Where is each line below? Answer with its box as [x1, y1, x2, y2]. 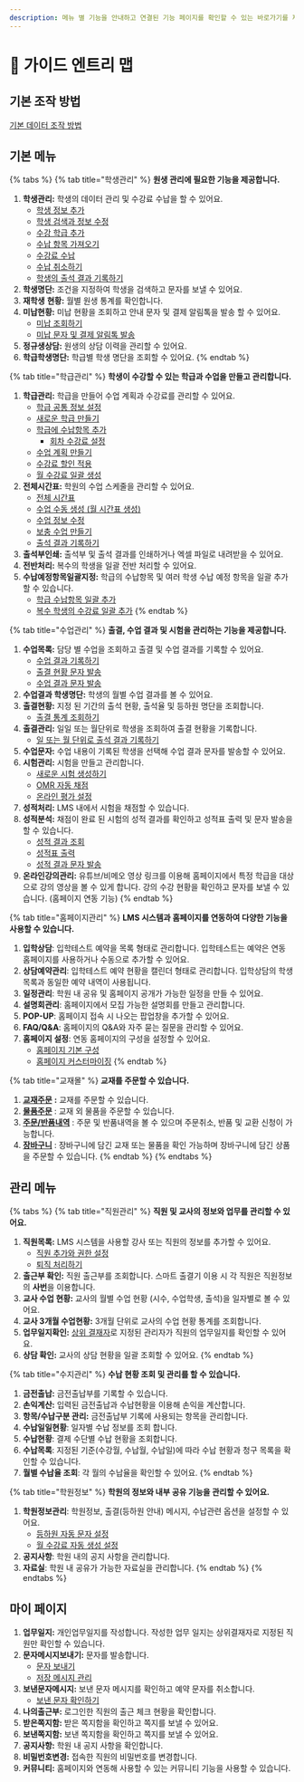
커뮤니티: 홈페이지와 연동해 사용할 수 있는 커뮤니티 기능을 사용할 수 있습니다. [22, 1763, 291, 1774]
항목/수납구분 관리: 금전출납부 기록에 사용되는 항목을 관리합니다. [22, 1411, 249, 1422]
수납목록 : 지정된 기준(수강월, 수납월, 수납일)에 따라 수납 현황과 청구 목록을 [22, 1445, 282, 1456]
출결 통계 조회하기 [35, 712, 100, 723]
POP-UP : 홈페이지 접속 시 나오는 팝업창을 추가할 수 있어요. [22, 1011, 230, 1021]
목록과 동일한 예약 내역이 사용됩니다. [22, 977, 151, 988]
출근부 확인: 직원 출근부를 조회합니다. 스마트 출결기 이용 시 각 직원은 [22, 1270, 261, 1281]
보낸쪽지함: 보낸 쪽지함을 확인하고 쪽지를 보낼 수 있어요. [22, 1729, 219, 1739]
